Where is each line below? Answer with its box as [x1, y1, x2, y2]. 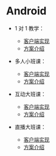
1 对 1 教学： [14, 25, 44, 32]
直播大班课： [14, 123, 46, 130]
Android [6, 4, 47, 18]
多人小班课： [14, 57, 46, 65]
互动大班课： [14, 90, 46, 97]
